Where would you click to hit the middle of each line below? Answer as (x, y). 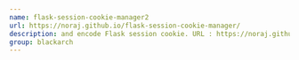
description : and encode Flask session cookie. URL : (111, 34)
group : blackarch (41, 42)
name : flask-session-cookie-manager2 (79, 17)
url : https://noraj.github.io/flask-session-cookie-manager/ (125, 26)
